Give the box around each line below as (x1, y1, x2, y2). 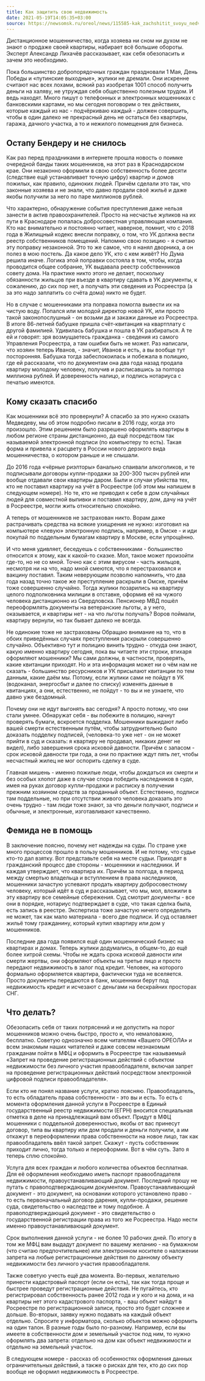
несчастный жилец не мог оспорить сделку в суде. (6, 757, 141, 764)
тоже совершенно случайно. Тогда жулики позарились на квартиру (6, 584, 184, 591)
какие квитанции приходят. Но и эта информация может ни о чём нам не (6, 661, 198, 668)
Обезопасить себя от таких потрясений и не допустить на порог (6, 1023, 175, 1031)
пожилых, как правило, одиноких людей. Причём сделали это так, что (6, 180, 191, 187)
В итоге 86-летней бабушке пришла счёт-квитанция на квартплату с (6, 320, 186, 328)
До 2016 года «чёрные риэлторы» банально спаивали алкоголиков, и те (6, 463, 195, 471)
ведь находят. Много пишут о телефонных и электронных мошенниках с (6, 94, 196, 101)
